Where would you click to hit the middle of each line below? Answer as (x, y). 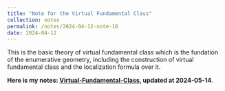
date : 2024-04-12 (32, 33)
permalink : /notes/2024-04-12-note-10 (63, 26)
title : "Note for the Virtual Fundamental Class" (80, 13)
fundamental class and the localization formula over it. (84, 67)
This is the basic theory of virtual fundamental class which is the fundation (113, 52)
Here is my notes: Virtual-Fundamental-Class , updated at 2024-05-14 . (110, 81)
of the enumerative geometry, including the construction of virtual (100, 60)
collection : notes (33, 20)
